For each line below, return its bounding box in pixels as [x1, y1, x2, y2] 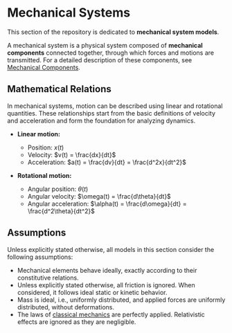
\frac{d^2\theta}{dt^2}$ [27, 206, 95, 215]
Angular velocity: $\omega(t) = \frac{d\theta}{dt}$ [27, 192, 171, 200]
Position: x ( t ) [27, 143, 64, 152]
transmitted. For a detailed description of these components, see [7, 55, 193, 64]
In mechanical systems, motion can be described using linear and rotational [7, 102, 223, 110]
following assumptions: [7, 253, 73, 261]
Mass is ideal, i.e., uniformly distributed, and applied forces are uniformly [17, 296, 226, 304]
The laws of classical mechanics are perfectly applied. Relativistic [17, 310, 206, 318]
